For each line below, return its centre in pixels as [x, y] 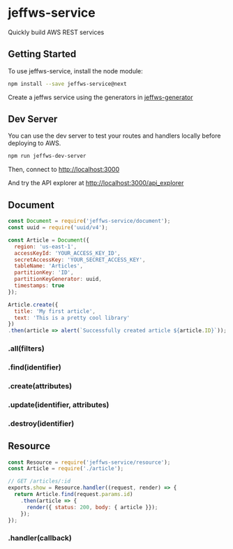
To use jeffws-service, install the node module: [76, 71]
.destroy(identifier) [41, 423]
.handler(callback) [40, 538]
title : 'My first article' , [55, 311]
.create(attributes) [40, 386]
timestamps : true [39, 286]
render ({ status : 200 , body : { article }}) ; [92, 507]
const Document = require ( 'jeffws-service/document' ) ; [89, 221]
